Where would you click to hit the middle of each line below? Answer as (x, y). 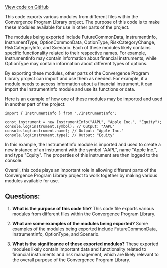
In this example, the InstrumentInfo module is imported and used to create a (83, 145)
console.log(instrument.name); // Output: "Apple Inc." (64, 131)
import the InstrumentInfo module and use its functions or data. (70, 89)
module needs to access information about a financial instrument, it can (79, 84)
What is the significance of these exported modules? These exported (85, 244)
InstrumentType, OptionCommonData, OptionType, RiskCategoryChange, (80, 42)
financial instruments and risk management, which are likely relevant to (85, 254)
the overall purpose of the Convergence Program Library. (71, 260)
